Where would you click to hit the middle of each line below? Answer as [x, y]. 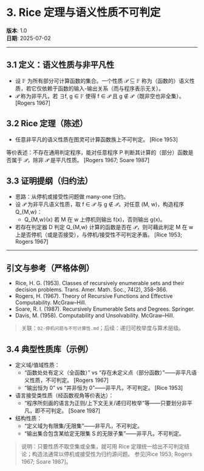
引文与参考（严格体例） [50, 268]
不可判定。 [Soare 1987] [70, 411]
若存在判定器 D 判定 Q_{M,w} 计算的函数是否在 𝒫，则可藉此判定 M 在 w [104, 227]
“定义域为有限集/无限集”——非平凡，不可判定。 [83, 426]
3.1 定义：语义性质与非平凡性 [60, 65]
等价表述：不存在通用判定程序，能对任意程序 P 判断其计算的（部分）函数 [97, 152]
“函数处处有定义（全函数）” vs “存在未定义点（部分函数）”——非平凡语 [110, 373]
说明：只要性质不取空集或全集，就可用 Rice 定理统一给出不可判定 [103, 446]
